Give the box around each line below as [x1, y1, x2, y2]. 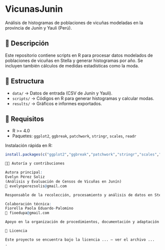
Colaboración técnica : [5, 201, 52, 206]
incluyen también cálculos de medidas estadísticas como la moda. [5, 62, 139, 68]
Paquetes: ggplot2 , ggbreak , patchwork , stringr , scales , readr [12, 133, 137, 139]
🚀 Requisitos [5, 115, 44, 123]
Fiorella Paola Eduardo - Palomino [5, 206, 74, 211]
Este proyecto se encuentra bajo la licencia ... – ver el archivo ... [5, 237, 155, 242]
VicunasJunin [5, 3, 63, 15]
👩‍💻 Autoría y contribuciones [5, 161, 65, 166]
